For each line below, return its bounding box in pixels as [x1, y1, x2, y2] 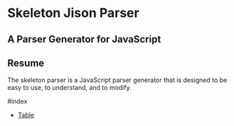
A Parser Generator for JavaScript [7, 33, 161, 45]
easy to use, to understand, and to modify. [7, 84, 132, 92]
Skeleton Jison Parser [7, 5, 140, 21]
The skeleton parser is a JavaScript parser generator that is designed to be [7, 76, 228, 84]
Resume [7, 57, 45, 69]
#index [7, 97, 28, 105]
